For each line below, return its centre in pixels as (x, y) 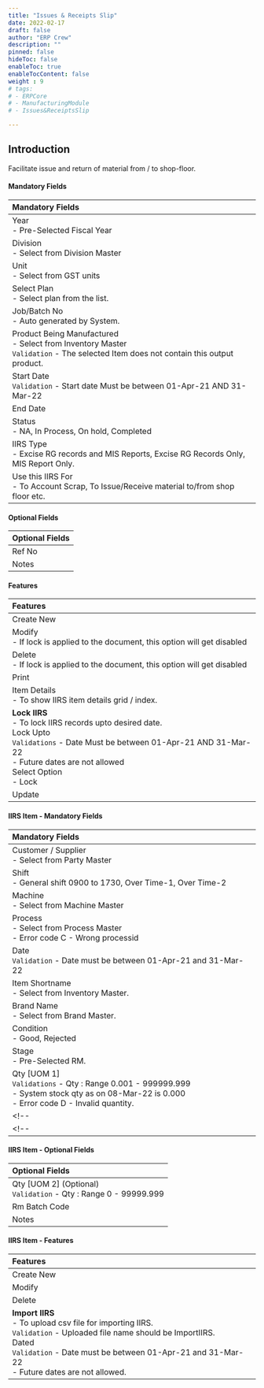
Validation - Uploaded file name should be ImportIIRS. (114, 1333)
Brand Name (35, 1005)
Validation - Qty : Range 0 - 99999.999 (88, 1193)
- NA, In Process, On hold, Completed (82, 432)
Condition (30, 1028)
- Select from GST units (56, 276)
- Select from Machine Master (68, 905)
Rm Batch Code (41, 1206)
